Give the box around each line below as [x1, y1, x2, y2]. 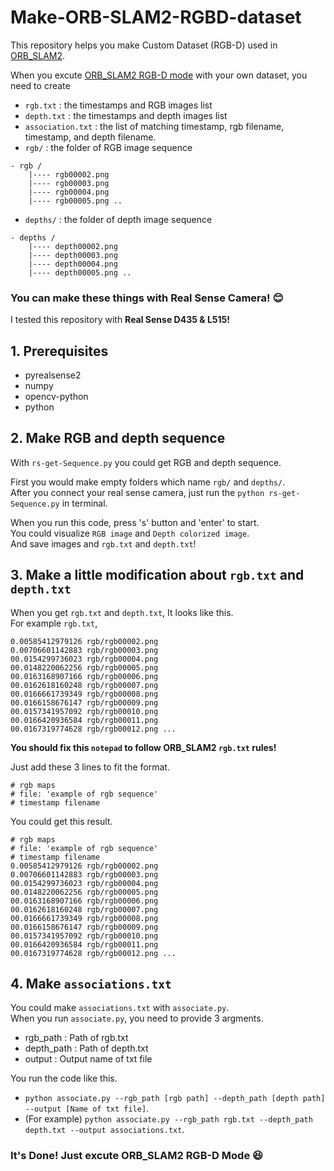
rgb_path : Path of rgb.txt [24, 1032, 129, 1044]
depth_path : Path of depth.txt [24, 1042, 149, 1055]
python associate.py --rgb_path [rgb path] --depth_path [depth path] [24, 1094, 326, 1104]
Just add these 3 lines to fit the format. [10, 761, 170, 773]
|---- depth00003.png [28, 250, 118, 260]
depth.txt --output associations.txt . [24, 1124, 185, 1136]
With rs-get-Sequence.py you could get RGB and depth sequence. [10, 456, 282, 468]
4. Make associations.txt [10, 976, 172, 993]
